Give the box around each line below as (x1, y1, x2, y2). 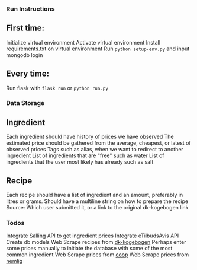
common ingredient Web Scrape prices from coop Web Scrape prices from (6, 251, 189, 258)
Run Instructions (6, 5, 55, 13)
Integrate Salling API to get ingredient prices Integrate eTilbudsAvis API (6, 232, 179, 239)
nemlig (6, 258, 23, 265)
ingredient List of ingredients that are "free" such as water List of (6, 152, 164, 159)
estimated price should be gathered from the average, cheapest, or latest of (6, 139, 191, 147)
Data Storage (6, 99, 45, 107)
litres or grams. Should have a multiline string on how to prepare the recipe (6, 198, 188, 205)
